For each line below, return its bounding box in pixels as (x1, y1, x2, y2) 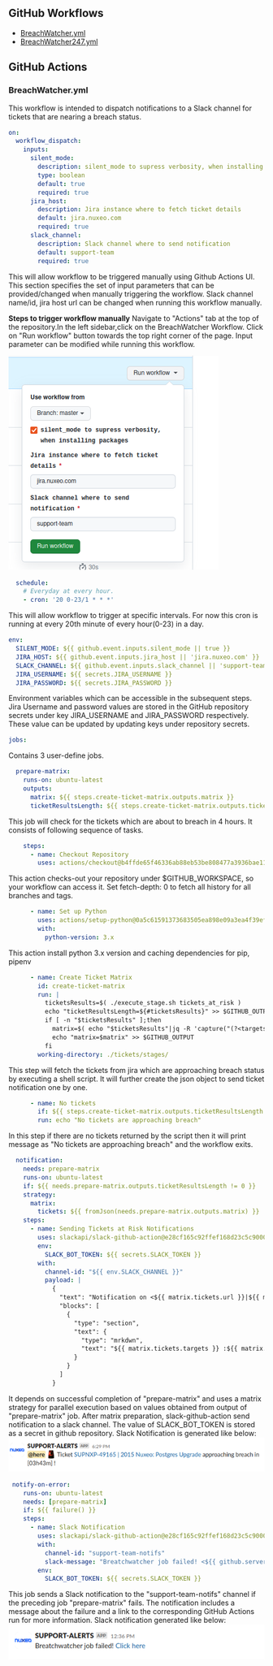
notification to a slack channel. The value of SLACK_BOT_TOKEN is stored (8, 1419, 256, 1429)
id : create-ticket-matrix (37, 982, 126, 990)
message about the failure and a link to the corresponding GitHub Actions (8, 1607, 254, 1616)
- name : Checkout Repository (29, 850, 129, 859)
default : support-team (37, 248, 115, 257)
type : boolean (37, 171, 85, 180)
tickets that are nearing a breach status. (8, 111, 142, 121)
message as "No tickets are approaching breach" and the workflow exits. (8, 1140, 253, 1149)
